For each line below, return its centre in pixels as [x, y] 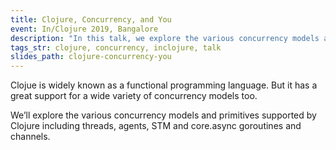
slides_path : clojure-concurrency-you [91, 57]
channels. [30, 137]
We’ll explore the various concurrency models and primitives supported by [163, 115]
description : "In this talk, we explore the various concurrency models [165, 38]
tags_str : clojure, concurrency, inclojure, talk [116, 47]
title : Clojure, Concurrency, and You [91, 19]
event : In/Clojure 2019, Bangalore [84, 29]
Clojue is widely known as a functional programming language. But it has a [164, 85]
